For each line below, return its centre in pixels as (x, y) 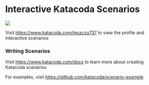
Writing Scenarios (28, 51)
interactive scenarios (27, 38)
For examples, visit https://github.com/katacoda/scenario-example (74, 77)
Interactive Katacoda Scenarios (72, 9)
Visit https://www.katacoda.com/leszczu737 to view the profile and (75, 32)
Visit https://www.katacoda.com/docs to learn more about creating (74, 62)
